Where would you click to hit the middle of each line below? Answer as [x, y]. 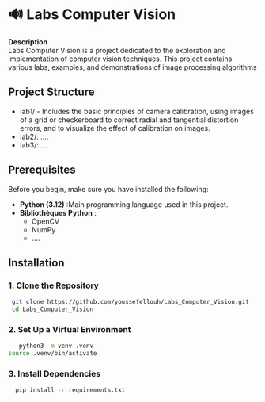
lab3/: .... [34, 145]
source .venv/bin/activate [53, 354]
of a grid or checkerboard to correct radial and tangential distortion [129, 120]
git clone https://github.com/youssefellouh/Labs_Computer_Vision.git [130, 302]
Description [28, 42]
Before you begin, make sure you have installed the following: [108, 189]
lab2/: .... [34, 136]
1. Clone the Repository [53, 285]
